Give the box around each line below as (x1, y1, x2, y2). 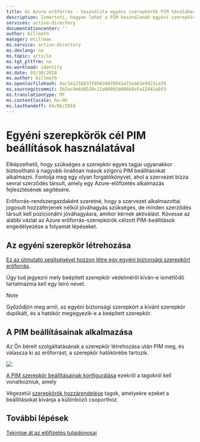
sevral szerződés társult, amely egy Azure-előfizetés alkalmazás (6, 180, 165, 187)
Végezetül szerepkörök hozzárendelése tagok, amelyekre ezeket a (6, 390, 170, 397)
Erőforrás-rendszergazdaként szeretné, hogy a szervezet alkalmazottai (6, 198, 180, 205)
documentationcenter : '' (6, 25, 68, 32)
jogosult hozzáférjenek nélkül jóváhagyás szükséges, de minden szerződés (6, 204, 192, 211)
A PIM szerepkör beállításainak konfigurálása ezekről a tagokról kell (6, 372, 171, 379)
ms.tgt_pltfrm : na (6, 58, 52, 64)
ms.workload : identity (6, 64, 62, 70)
